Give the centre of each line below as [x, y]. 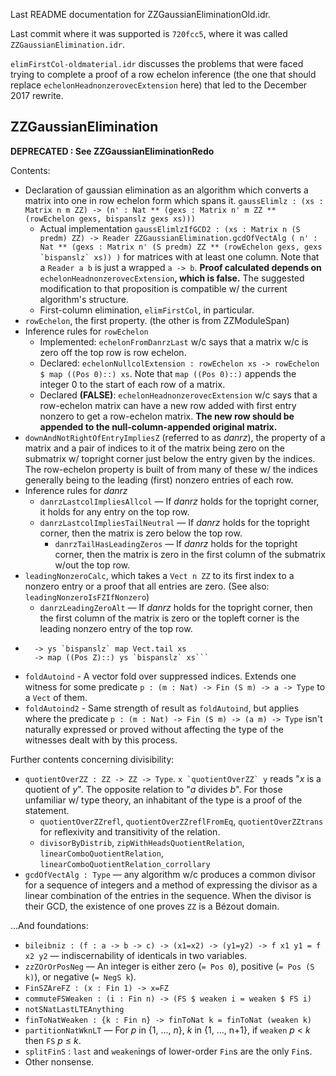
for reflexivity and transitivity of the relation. [130, 831]
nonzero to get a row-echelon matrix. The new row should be [167, 416]
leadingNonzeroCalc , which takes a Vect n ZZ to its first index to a [159, 575]
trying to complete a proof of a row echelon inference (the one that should [163, 74]
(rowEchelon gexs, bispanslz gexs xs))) [110, 219]
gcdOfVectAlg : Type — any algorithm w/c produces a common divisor [170, 874]
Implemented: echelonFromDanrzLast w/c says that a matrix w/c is [174, 341]
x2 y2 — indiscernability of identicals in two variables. [136, 955]
